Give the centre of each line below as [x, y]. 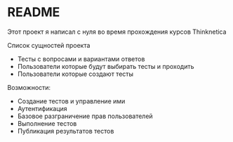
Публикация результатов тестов [66, 131]
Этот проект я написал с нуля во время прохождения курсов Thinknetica [117, 32]
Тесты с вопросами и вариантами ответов [81, 59]
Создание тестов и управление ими [71, 101]
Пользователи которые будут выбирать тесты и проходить [106, 66]
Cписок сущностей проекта [49, 45]
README [34, 12]
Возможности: [29, 87]
